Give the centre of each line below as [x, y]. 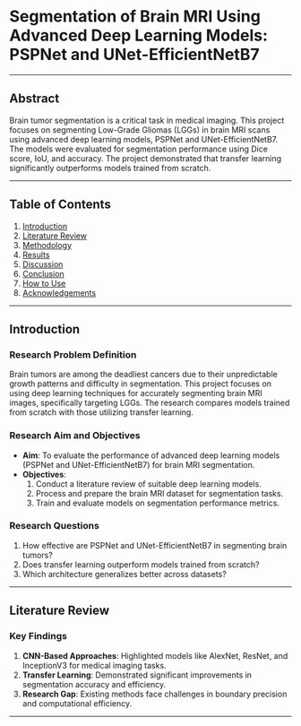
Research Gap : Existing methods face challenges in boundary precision [155, 694]
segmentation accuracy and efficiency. [94, 684]
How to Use [44, 283]
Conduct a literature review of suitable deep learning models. [148, 484]
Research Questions [55, 526]
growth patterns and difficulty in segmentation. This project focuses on [140, 384]
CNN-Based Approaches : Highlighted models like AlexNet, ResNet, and [155, 655]
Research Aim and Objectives [75, 436]
